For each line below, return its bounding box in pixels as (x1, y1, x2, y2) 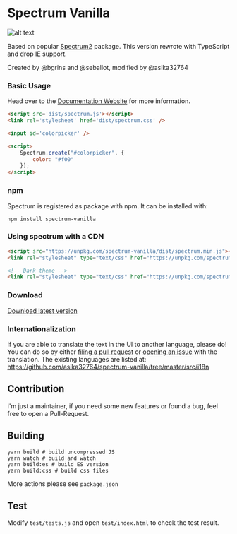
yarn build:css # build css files (7, 467, 109, 474)
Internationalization (7, 324, 76, 333)
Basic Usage (7, 81, 51, 90)
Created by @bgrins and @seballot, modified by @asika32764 (7, 63, 189, 71)
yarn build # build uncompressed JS (7, 449, 115, 456)
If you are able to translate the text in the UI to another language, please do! (7, 340, 227, 348)
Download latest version (7, 306, 78, 315)
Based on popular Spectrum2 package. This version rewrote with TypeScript (7, 42, 230, 50)
